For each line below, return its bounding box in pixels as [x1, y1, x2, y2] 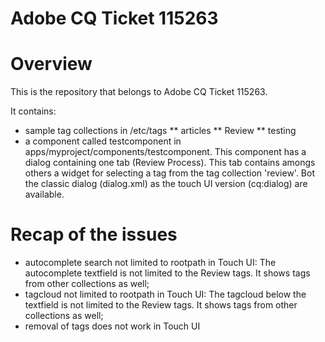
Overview [10, 53, 93, 76]
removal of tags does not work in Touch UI [24, 320, 201, 332]
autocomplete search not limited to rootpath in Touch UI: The [24, 257, 277, 269]
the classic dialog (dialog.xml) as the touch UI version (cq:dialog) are [24, 178, 308, 190]
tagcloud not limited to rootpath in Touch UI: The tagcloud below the [24, 288, 307, 301]
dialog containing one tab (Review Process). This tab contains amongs [24, 157, 316, 169]
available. [24, 188, 65, 201]
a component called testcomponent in [24, 135, 182, 147]
